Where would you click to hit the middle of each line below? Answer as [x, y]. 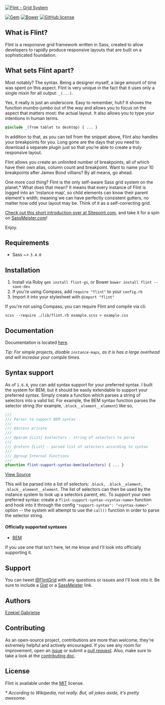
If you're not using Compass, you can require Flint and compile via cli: [76, 306]
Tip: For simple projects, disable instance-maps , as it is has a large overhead [82, 352]
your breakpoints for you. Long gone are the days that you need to [72, 142]
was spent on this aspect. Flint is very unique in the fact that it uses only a [80, 88]
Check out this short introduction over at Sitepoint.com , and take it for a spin [82, 213]
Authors [18, 601]
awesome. [15, 698]
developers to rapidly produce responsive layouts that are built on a [73, 50]
